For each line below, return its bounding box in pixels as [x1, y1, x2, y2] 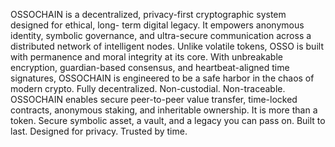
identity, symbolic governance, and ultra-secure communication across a [10, 30, 312, 41]
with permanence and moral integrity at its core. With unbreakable [10, 51, 283, 63]
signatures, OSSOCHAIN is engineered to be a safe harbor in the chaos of [10, 72, 315, 84]
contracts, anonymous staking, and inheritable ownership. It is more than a [10, 104, 318, 116]
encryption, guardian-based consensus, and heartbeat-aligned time [10, 62, 290, 73]
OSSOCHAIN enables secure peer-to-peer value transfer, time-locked [10, 94, 298, 105]
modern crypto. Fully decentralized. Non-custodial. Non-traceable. [10, 83, 286, 94]
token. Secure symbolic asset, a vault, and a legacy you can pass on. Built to [10, 115, 326, 126]
